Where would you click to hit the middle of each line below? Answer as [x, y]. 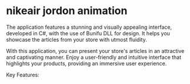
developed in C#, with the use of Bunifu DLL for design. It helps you [88, 33]
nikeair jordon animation [67, 11]
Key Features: [23, 75]
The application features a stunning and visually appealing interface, [89, 27]
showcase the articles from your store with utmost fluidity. [76, 39]
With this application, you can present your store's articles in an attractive [95, 51]
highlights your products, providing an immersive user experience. [86, 63]
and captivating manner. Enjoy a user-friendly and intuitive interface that [94, 57]
